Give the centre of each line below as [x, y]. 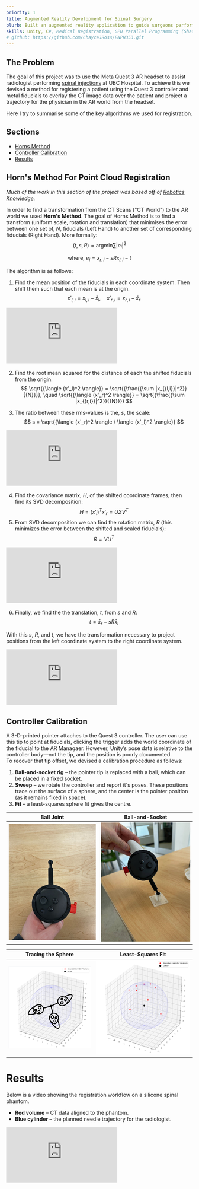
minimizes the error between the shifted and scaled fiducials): [90, 529]
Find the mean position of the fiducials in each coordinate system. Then [102, 282]
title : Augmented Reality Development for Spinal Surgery [79, 19]
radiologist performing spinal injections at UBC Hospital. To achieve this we [98, 82]
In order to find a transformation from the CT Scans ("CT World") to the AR [97, 209]
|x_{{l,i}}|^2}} [171, 388]
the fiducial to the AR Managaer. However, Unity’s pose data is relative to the [99, 748]
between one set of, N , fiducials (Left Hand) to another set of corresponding [99, 228]
